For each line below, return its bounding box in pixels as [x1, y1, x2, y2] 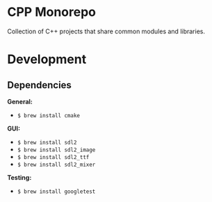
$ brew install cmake [17, 112, 80, 119]
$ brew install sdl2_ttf [17, 153, 90, 160]
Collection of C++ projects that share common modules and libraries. [7, 27, 205, 35]
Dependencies [7, 79, 72, 91]
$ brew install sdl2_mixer [17, 161, 96, 168]
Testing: [7, 173, 32, 181]
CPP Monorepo [7, 4, 96, 20]
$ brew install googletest [17, 188, 96, 195]
